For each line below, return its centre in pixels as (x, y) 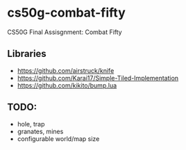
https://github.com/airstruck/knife (66, 70)
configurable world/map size (58, 139)
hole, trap (31, 124)
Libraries (27, 54)
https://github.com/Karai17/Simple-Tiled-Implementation (98, 78)
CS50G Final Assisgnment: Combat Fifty (65, 32)
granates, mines (40, 131)
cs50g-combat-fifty (67, 13)
